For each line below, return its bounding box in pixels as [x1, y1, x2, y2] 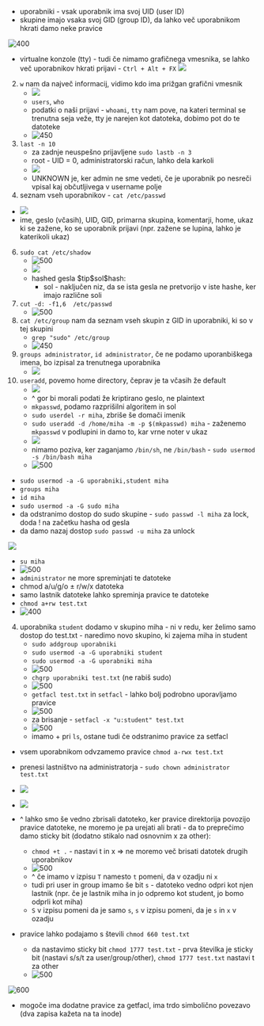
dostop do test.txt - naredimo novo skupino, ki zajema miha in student [19, 631, 247, 640]
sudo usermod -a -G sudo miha [19, 502, 120, 510]
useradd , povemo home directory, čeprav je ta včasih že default [19, 376, 227, 385]
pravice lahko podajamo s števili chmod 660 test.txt [19, 929, 190, 938]
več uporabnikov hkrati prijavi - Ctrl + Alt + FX [19, 63, 176, 73]
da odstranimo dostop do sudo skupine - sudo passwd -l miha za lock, [19, 509, 249, 518]
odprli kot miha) [31, 897, 83, 906]
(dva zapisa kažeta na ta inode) [19, 1009, 123, 1018]
